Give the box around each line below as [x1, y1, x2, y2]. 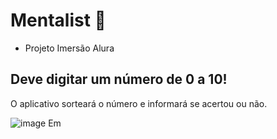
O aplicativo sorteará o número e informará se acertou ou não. [10, 97, 268, 109]
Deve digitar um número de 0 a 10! [10, 71, 228, 88]
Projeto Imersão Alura [24, 42, 115, 54]
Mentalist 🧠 [10, 9, 107, 32]
